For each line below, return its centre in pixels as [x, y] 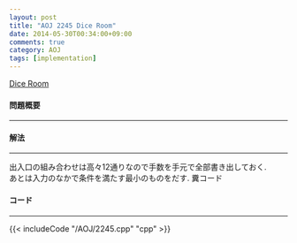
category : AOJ [35, 50]
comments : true [37, 42]
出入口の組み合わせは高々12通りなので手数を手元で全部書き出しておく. [138, 167]
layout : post [33, 17]
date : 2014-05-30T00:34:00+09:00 [71, 34]
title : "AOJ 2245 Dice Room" [63, 26]
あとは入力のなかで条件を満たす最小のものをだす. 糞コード [116, 178]
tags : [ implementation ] [53, 58]
